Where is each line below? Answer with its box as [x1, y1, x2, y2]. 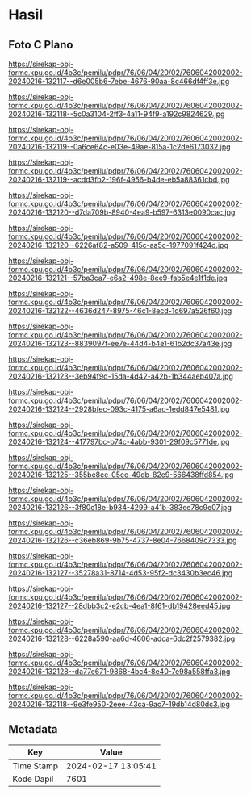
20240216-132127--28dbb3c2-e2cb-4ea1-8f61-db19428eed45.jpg [8, 601, 231, 610]
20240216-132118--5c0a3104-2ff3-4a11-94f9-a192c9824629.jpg [8, 109, 225, 119]
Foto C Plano [8, 38, 73, 52]
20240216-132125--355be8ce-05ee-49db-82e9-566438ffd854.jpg [8, 470, 234, 479]
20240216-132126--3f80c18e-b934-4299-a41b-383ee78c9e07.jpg [8, 503, 232, 512]
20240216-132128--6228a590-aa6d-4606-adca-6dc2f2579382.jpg [8, 634, 236, 643]
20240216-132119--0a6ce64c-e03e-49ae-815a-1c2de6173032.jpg [8, 142, 232, 151]
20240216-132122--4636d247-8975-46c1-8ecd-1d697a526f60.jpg [8, 306, 232, 316]
